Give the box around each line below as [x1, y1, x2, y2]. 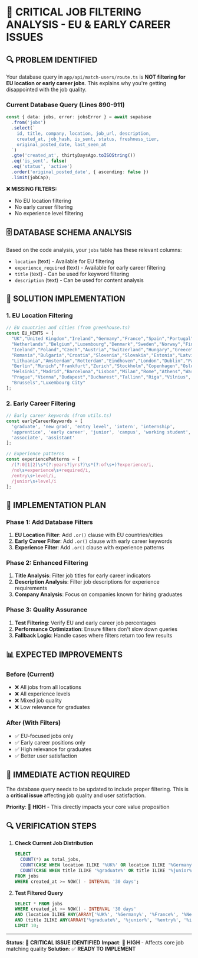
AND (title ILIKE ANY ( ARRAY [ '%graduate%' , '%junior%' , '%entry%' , [14, 917, 181, 923]
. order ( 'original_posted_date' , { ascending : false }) [11, 169, 149, 175]
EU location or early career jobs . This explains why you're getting [6, 80, 167, 86]
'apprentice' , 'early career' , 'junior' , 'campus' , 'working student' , [11, 429, 192, 435]
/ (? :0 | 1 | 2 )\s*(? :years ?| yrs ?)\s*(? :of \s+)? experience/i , [11, 462, 154, 468]
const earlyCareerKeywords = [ [6, 418, 83, 424]
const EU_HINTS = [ [6, 331, 54, 336]
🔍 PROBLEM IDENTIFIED [6, 54, 98, 64]
